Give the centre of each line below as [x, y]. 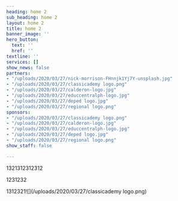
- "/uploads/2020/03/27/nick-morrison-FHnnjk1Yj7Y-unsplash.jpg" [89, 79]
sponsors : [19, 112]
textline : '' [22, 56]
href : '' [22, 51]
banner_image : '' [28, 34]
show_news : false [28, 67]
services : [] [22, 62]
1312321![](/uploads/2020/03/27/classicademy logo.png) [76, 191]
